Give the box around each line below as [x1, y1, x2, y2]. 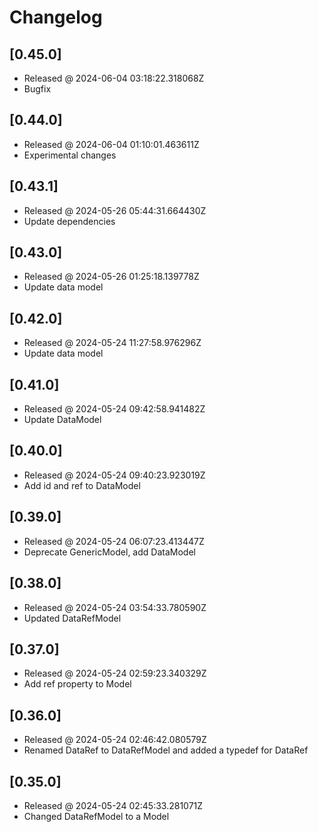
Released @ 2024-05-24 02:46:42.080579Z [23, 734, 207, 746]
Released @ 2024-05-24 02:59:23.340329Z [23, 667, 207, 680]
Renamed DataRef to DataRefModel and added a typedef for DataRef [23, 744, 309, 756]
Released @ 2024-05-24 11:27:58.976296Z [23, 337, 202, 349]
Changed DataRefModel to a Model [23, 810, 170, 822]
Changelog [9, 6, 103, 29]
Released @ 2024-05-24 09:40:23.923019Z [23, 469, 206, 481]
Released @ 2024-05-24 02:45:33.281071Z [23, 799, 204, 811]
